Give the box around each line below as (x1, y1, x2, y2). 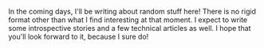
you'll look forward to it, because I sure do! (8, 32, 149, 41)
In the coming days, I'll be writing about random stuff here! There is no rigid (8, 7, 257, 16)
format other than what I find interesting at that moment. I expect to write (8, 15, 248, 24)
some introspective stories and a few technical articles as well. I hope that (8, 24, 251, 32)
